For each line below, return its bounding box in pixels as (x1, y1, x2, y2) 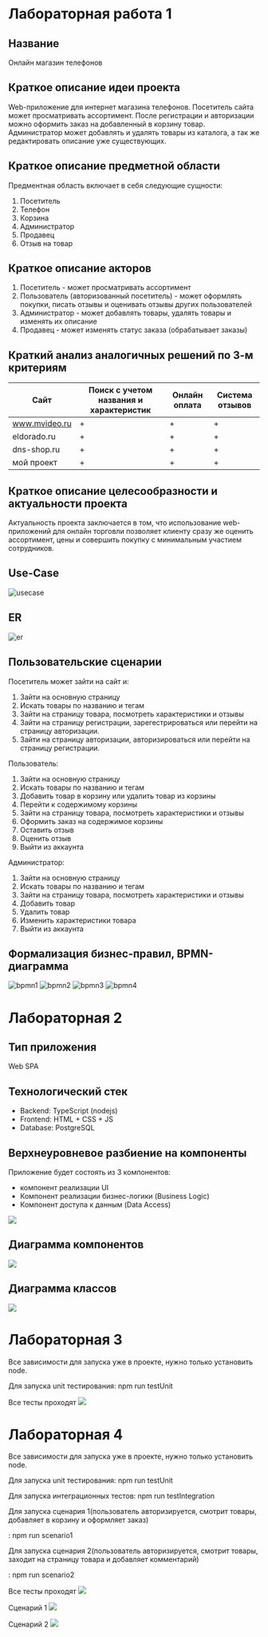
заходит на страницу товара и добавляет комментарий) (8, 1555, 199, 1564)
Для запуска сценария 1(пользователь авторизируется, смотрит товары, (8, 1507, 257, 1516)
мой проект (12, 457, 57, 468)
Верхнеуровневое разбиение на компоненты (8, 1146, 247, 1160)
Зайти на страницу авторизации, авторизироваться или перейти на (19, 735, 250, 744)
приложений (8, 527, 52, 536)
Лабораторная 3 (8, 1330, 123, 1348)
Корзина (19, 213, 49, 222)
